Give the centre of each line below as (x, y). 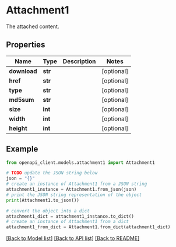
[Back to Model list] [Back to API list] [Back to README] (73, 238)
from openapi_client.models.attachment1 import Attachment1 (81, 162)
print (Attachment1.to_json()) (43, 200)
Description (79, 61)
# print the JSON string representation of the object (74, 195)
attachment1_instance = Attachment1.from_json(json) (71, 190)
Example (22, 149)
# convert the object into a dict (48, 211)
